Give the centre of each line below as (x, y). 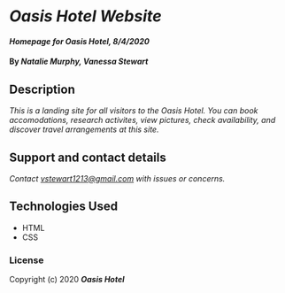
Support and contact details (88, 157)
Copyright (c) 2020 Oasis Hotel (67, 280)
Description (42, 89)
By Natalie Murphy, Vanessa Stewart (79, 62)
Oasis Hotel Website (85, 16)
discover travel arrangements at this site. (84, 129)
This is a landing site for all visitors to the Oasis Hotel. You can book (134, 111)
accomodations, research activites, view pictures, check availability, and (142, 120)
